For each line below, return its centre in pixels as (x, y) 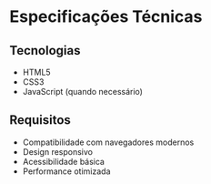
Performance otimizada (66, 171)
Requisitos (40, 120)
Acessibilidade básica (63, 161)
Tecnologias (45, 51)
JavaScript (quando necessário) (83, 92)
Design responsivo (58, 151)
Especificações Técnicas (106, 17)
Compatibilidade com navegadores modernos (108, 142)
